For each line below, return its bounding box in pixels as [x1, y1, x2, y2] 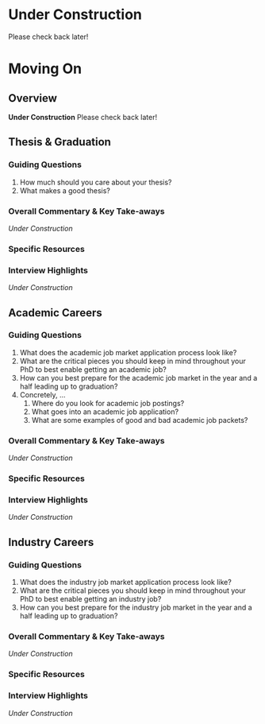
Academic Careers [8, 306, 102, 319]
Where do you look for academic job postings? [31, 398, 185, 408]
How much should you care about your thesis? [19, 177, 172, 187]
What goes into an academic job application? [31, 407, 179, 416]
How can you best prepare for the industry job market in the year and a [19, 602, 252, 613]
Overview [8, 91, 58, 105]
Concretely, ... [19, 389, 66, 399]
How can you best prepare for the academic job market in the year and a [19, 373, 258, 382]
